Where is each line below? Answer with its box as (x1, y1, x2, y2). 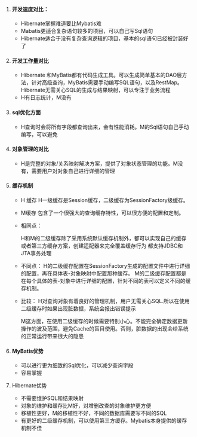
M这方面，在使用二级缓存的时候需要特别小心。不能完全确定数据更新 (20, 317, 188, 325)
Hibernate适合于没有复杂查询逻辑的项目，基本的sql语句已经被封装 (20, 35, 183, 42)
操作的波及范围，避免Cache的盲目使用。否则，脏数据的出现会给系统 (20, 325, 189, 332)
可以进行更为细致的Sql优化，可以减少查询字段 (20, 362, 134, 369)
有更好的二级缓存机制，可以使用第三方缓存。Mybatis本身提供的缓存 (20, 417, 187, 424)
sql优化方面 (11, 109, 41, 116)
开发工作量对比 (11, 57, 49, 64)
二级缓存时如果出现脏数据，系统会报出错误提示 (20, 305, 136, 312)
